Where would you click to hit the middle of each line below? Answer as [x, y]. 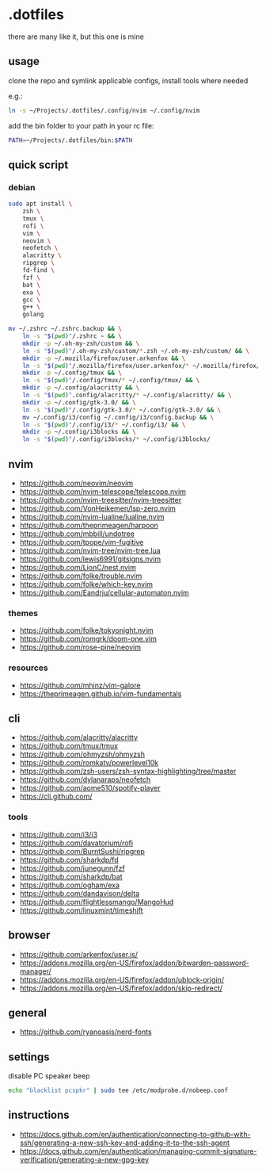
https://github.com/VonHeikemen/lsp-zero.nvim [98, 508]
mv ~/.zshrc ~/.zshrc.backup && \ [65, 329]
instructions [39, 1115]
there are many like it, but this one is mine [76, 36]
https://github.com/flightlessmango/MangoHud [97, 902]
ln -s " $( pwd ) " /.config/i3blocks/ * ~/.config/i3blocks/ [117, 439]
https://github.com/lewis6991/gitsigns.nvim [90, 559]
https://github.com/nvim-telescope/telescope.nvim [103, 492]
